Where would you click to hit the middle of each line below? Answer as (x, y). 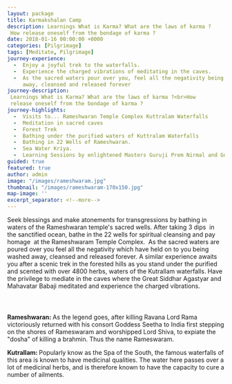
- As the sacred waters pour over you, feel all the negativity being (119, 78)
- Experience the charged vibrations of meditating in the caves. (113, 71)
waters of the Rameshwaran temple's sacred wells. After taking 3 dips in (111, 227)
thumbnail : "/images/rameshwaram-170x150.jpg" (75, 188)
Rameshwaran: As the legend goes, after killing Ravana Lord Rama (103, 317)
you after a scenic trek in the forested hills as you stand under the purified (112, 264)
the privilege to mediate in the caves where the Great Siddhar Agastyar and (114, 278)
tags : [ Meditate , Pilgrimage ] (51, 53)
